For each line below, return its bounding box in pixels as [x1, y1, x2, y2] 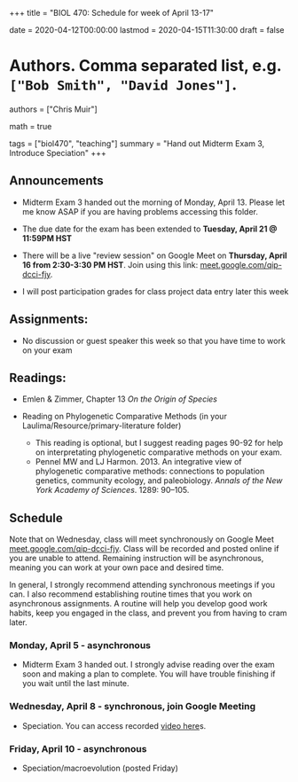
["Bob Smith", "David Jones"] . [9, 74, 238, 95]
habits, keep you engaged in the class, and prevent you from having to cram [9, 607, 287, 619]
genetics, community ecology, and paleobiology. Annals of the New [35, 475, 283, 486]
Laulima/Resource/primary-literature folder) [21, 420, 182, 431]
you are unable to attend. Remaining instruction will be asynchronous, [9, 553, 264, 564]
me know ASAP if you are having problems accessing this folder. [21, 206, 259, 216]
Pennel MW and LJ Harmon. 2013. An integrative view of [35, 457, 242, 467]
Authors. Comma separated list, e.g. [9, 56, 282, 76]
